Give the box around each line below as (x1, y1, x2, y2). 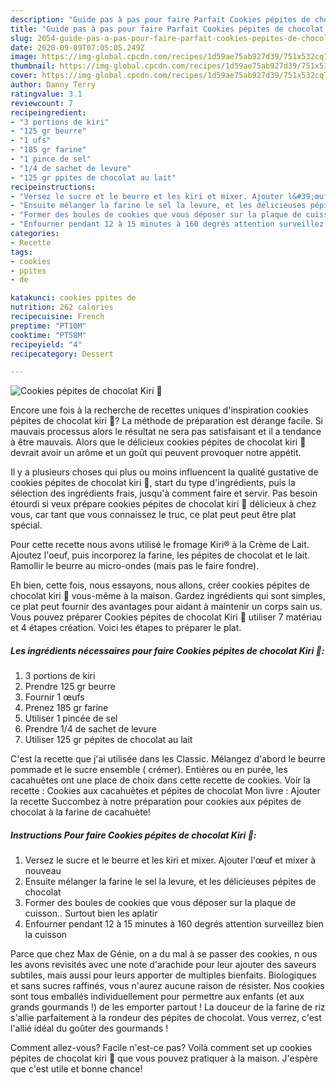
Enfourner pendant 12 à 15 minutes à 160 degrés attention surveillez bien (24, 918, 325, 930)
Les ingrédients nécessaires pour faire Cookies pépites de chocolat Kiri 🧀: (10, 644, 325, 656)
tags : (10, 247, 33, 257)
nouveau (24, 865, 62, 877)
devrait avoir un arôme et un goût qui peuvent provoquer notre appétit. (10, 447, 302, 459)
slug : (10, 33, 33, 43)
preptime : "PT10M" (10, 321, 87, 331)
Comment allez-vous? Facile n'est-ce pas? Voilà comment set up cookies (10, 1042, 313, 1054)
